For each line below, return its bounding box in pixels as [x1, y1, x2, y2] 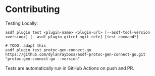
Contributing [5, 4, 60, 15]
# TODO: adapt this [5, 43, 46, 48]
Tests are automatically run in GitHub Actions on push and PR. [5, 65, 135, 71]
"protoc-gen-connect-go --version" [5, 56, 80, 61]
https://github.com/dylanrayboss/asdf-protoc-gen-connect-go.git [5, 52, 145, 57]
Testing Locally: [5, 20, 38, 26]
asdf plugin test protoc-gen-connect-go [5, 47, 92, 52]
